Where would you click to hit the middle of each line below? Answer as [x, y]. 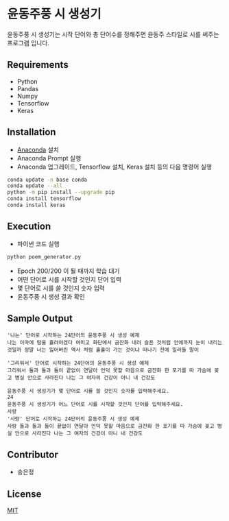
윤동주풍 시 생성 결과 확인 [51, 296]
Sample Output [40, 318]
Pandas [28, 88]
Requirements [38, 65]
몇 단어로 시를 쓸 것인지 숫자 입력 [61, 288]
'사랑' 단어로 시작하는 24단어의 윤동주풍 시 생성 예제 [73, 419]
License [24, 494]
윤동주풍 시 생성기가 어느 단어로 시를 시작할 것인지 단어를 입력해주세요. [95, 404]
